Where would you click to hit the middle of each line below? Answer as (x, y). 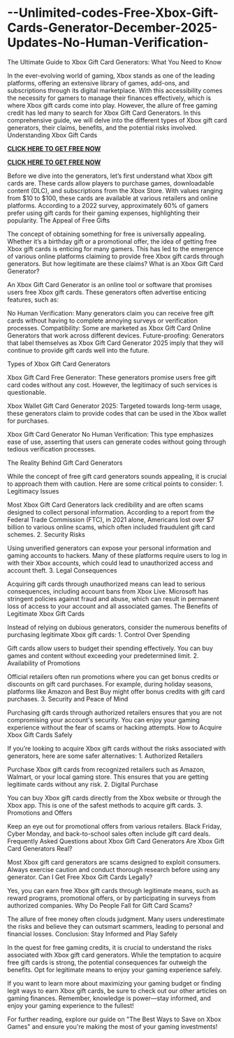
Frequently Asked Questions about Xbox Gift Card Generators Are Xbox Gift (116, 841)
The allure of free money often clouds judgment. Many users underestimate (116, 919)
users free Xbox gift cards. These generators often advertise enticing (107, 292)
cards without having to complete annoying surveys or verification (102, 321)
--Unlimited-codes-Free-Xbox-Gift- (113, 13)
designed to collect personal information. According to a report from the (111, 512)
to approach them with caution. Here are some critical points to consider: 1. (115, 484)
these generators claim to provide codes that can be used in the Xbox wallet (117, 413)
